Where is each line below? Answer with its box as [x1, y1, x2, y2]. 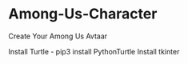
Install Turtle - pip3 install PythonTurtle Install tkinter [8, 46, 180, 56]
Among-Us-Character [8, 5, 158, 23]
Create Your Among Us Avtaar [8, 31, 108, 41]
